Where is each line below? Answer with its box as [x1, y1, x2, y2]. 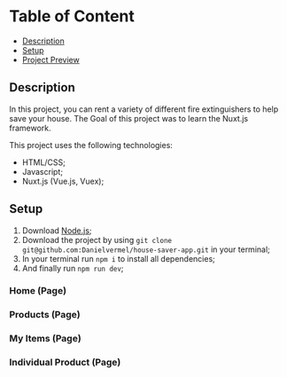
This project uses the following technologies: [9, 139, 173, 150]
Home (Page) [9, 285, 67, 297]
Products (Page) [9, 309, 81, 321]
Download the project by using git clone [21, 234, 173, 245]
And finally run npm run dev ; [21, 263, 124, 273]
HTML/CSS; [21, 157, 66, 168]
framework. [9, 122, 51, 133]
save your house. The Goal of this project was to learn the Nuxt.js [9, 113, 249, 123]
